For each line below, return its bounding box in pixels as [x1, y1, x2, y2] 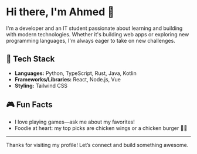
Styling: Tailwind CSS [14, 82, 68, 89]
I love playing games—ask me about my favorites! [14, 118, 135, 125]
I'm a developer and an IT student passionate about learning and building [6, 25, 183, 32]
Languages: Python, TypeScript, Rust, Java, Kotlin [14, 70, 137, 77]
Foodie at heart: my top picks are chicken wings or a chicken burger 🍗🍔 [14, 124, 188, 131]
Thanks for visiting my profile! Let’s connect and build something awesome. [6, 141, 189, 148]
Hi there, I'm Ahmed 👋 [6, 5, 114, 19]
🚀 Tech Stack [6, 54, 55, 64]
